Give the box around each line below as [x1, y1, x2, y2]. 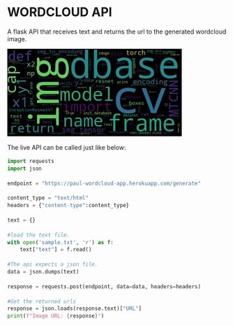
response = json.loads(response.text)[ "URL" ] [7, 305, 142, 312]
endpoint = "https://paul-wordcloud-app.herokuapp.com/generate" [7, 180, 201, 187]
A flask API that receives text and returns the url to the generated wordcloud [7, 27, 227, 36]
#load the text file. [7, 232, 70, 239]
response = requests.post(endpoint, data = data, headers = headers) [7, 283, 201, 290]
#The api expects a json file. [7, 261, 98, 268]
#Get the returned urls [7, 298, 77, 305]
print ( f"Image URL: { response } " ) [7, 313, 105, 320]
